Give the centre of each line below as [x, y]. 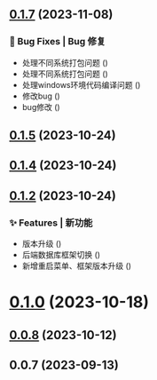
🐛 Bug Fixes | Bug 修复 [58, 42]
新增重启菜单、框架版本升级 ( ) [76, 266]
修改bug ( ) [41, 96]
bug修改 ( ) [41, 107]
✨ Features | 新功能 [51, 223]
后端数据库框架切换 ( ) [61, 255]
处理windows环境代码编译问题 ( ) [81, 84]
